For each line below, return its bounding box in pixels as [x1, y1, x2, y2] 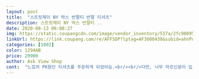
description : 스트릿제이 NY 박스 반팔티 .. [6, 20, 102, 26]
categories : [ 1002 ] [6, 42, 54, 48]
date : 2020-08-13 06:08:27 [6, 25, 73, 31]
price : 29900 [6, 53, 38, 59]
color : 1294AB [6, 48, 41, 53]
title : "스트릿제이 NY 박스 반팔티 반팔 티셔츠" [6, 14, 113, 20]
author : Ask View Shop [6, 58, 62, 64]
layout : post [6, 8, 38, 15]
